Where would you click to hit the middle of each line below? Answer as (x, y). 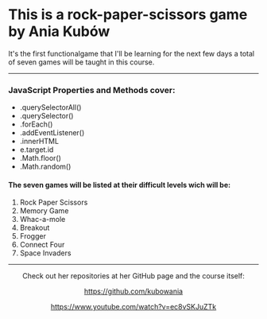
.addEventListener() (52, 133)
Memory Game (44, 211)
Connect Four (42, 245)
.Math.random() (45, 167)
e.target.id (37, 150)
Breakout (35, 228)
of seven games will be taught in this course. (81, 62)
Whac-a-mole (43, 220)
